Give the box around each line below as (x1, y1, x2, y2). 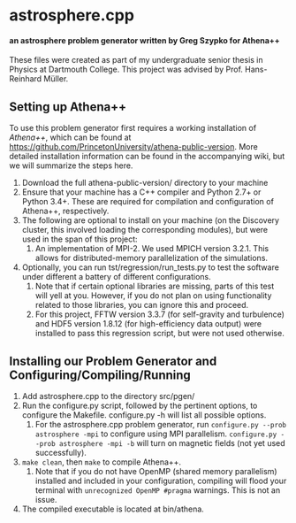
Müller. (43, 73, 69, 84)
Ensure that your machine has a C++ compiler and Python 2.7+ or (21, 187, 262, 197)
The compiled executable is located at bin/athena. (21, 504, 205, 514)
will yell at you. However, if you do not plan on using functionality (34, 290, 272, 301)
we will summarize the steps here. (9, 160, 133, 171)
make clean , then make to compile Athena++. (21, 457, 182, 467)
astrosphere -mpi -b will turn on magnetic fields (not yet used (58, 438, 285, 449)
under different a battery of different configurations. (21, 272, 211, 282)
